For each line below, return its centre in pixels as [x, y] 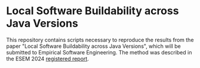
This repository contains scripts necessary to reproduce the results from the [100, 40]
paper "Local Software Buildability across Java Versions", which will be [93, 46]
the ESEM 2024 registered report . [48, 59]
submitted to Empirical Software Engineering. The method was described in [99, 52]
